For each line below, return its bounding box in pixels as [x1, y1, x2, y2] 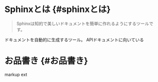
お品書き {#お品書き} [4, 56, 88, 67]
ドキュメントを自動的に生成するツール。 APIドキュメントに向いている [4, 36, 144, 43]
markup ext [4, 71, 28, 77]
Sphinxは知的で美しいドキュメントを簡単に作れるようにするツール [16, 21, 149, 26]
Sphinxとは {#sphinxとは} [4, 4, 111, 15]
